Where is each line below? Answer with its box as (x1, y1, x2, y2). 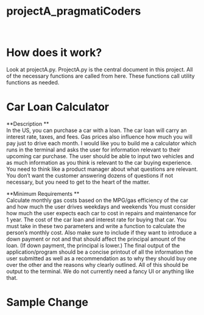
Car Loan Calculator (6, 100, 110, 114)
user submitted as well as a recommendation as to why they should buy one (6, 254, 197, 262)
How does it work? (6, 46, 102, 60)
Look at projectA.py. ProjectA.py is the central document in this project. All (6, 66, 193, 73)
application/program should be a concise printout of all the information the (6, 248, 194, 255)
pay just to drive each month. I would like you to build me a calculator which (6, 139, 197, 147)
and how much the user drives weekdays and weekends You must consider (6, 202, 196, 210)
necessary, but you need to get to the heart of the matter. (6, 178, 150, 185)
